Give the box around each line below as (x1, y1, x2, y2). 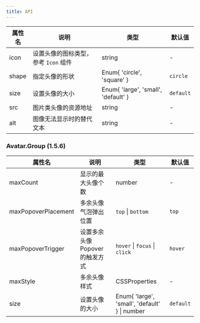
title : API (6, 8, 33, 15)
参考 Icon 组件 (32, 58, 73, 66)
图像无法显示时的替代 (32, 114, 93, 123)
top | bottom (115, 207, 149, 215)
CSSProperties (115, 277, 157, 286)
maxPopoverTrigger (9, 244, 65, 253)
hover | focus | (115, 242, 155, 250)
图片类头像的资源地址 (32, 104, 93, 112)
